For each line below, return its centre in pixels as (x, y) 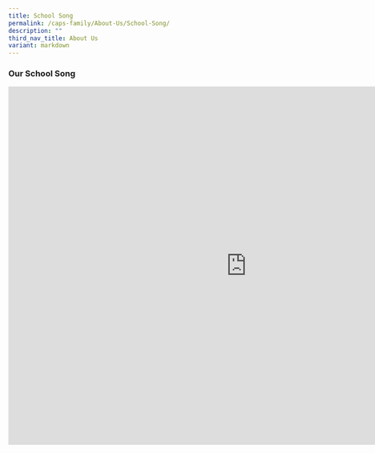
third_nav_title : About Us (53, 38)
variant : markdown (39, 46)
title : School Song (41, 16)
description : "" (35, 30)
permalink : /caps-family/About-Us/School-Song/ (89, 23)
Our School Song (42, 74)
